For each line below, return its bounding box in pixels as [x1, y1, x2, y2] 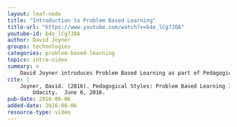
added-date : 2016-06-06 [7, 102, 78, 109]
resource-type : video [7, 109, 71, 116]
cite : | [7, 75, 30, 83]
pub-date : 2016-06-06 [7, 96, 71, 103]
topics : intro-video [7, 56, 68, 64]
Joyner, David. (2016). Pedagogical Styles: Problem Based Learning [20, 83, 226, 90]
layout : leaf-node [7, 10, 61, 18]
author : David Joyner [7, 37, 71, 44]
